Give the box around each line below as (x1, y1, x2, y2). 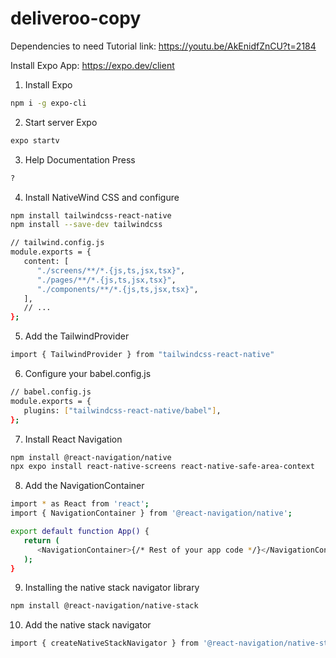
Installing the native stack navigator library (24, 582, 200, 594)
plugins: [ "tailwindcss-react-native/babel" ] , (23, 405, 222, 416)
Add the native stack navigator (24, 619, 152, 631)
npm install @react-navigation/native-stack (10, 601, 199, 611)
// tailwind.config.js (10, 238, 105, 248)
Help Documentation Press (24, 153, 136, 166)
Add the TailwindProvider (24, 330, 130, 342)
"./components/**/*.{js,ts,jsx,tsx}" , (36, 284, 199, 294)
